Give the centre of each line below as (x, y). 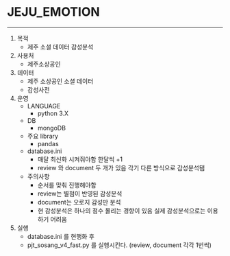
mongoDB (52, 128)
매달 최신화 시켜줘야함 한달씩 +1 (80, 159)
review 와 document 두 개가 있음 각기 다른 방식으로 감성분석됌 (121, 167)
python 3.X (53, 113)
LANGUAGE (44, 106)
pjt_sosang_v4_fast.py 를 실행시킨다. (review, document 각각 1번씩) (119, 245)
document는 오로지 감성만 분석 (79, 202)
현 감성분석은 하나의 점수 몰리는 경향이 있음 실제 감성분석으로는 (122, 211)
